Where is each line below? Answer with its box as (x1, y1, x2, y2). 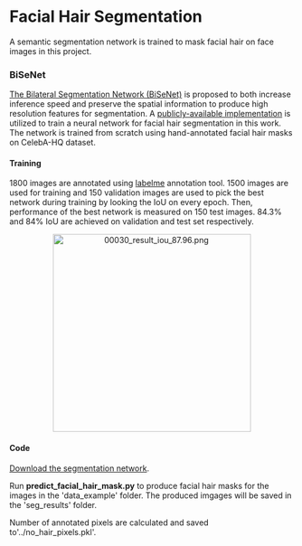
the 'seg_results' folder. (9, 499, 98, 510)
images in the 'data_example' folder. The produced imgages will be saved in (9, 490, 292, 501)
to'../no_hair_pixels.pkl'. (9, 526, 97, 537)
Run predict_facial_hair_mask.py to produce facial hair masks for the (9, 480, 269, 491)
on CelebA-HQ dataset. (9, 137, 97, 148)
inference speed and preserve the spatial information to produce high (9, 99, 269, 109)
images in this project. (9, 45, 92, 56)
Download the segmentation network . (9, 463, 150, 474)
